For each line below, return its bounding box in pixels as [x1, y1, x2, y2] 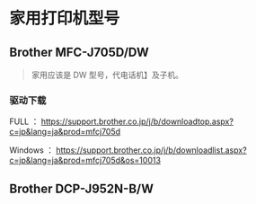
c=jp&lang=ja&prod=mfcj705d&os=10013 [9, 155, 162, 166]
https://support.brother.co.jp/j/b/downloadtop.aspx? [40, 116, 234, 127]
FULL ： [9, 116, 40, 127]
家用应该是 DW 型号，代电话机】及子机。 [31, 69, 184, 80]
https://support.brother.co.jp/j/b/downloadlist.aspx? [55, 145, 247, 155]
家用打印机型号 [9, 8, 120, 29]
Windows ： [9, 145, 54, 155]
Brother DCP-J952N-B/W [9, 181, 154, 196]
